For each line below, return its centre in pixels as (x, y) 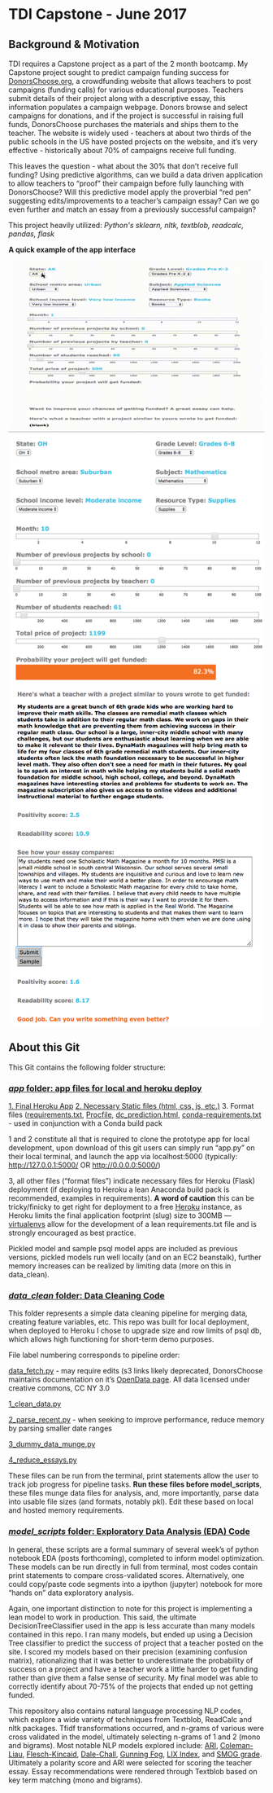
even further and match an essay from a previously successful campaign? (132, 209)
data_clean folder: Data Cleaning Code (87, 1296)
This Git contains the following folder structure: (87, 1067)
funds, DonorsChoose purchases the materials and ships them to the (123, 124)
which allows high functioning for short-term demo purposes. (111, 1339)
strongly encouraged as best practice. (72, 1233)
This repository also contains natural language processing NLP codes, (126, 1711)
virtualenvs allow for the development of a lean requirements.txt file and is (133, 1224)
